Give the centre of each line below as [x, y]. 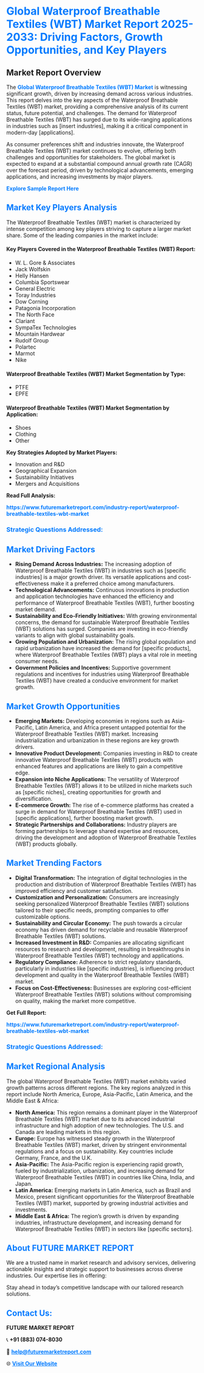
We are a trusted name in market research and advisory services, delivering [101, 1263]
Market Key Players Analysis [62, 208]
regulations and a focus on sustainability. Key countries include [94, 1151]
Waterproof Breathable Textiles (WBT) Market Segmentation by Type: [96, 374]
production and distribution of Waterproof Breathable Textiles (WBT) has [106, 884]
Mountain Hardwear [40, 334]
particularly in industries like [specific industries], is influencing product [105, 968]
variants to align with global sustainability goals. [75, 636]
